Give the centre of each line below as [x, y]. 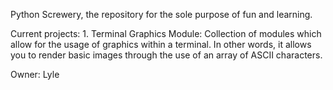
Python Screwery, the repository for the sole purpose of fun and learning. [161, 14]
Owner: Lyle [35, 74]
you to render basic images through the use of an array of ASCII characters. [166, 55]
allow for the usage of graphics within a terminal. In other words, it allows [161, 44]
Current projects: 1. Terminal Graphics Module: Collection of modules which [166, 33]
